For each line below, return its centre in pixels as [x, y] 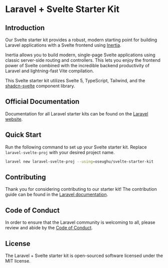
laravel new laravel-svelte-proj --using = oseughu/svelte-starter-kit [79, 162]
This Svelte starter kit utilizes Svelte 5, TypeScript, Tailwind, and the [75, 81]
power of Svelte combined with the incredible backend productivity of [77, 65]
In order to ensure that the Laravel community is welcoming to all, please [80, 222]
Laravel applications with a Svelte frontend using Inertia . [63, 45]
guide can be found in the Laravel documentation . [57, 195]
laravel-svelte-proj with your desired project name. [60, 152]
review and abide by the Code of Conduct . [49, 228]
